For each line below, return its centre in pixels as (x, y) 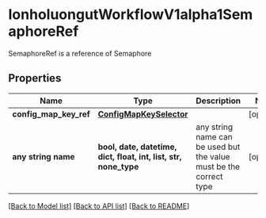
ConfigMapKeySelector (143, 114)
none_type (118, 166)
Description (218, 101)
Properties (35, 78)
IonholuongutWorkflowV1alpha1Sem (131, 15)
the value (213, 156)
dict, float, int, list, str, (140, 156)
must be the (218, 166)
